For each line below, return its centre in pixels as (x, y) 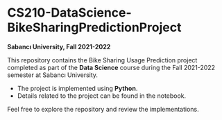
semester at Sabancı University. (53, 75)
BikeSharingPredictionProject (94, 27)
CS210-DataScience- (69, 13)
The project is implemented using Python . (77, 88)
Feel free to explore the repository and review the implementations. (103, 109)
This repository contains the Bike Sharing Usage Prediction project (102, 60)
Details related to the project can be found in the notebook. (102, 96)
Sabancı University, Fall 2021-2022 (59, 46)
